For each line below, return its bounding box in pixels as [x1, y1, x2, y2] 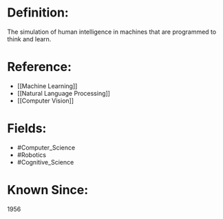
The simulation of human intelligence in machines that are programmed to [7, 28, 217, 36]
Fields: [7, 121, 47, 136]
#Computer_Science [17, 143, 76, 152]
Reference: [7, 59, 72, 75]
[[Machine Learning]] [17, 81, 78, 90]
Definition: [7, 5, 69, 21]
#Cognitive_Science [17, 158, 74, 166]
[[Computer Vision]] [17, 96, 74, 105]
